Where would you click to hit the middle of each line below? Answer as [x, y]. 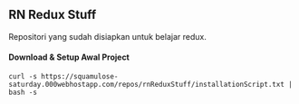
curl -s [23, 77]
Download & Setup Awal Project [69, 57]
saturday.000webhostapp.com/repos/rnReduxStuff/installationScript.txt [146, 85]
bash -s [23, 93]
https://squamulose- [80, 77]
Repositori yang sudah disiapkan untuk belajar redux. [108, 36]
